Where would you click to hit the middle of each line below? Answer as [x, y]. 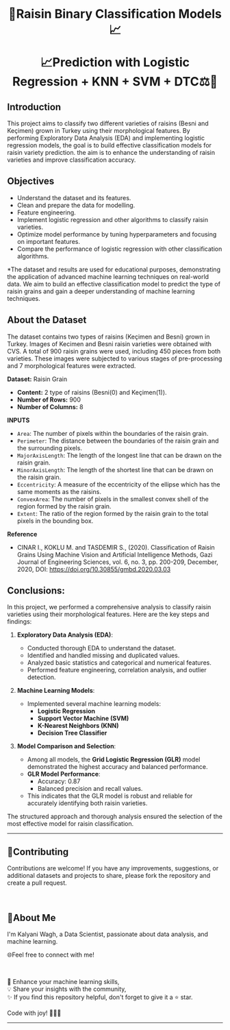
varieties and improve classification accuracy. [72, 160]
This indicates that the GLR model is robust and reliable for [110, 796]
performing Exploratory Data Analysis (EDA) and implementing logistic [106, 138]
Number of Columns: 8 [50, 406]
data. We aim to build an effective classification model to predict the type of [114, 284]
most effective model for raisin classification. [71, 824]
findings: [20, 622]
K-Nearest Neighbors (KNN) [78, 726]
